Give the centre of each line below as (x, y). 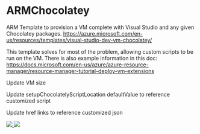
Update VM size (26, 83)
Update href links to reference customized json (64, 112)
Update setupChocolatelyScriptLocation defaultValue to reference (88, 94)
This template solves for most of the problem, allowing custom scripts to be (100, 51)
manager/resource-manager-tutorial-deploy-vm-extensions (80, 71)
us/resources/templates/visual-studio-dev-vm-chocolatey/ (79, 40)
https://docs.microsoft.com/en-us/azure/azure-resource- (77, 65)
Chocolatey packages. (34, 33)
